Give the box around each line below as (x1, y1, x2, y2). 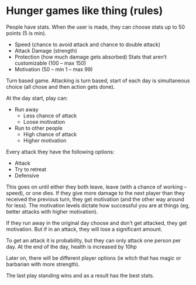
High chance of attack (23, 130, 77, 138)
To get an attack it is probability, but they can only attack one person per (6, 237, 181, 244)
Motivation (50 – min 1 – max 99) (14, 65, 93, 72)
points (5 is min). (6, 29, 47, 36)
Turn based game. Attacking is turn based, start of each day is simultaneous (6, 77, 190, 84)
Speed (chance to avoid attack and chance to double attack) (14, 41, 161, 48)
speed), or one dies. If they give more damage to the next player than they (6, 189, 185, 196)
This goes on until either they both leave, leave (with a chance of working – (6, 183, 187, 190)
